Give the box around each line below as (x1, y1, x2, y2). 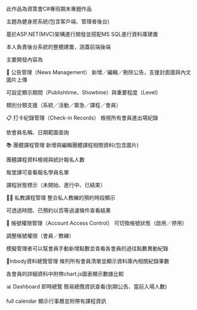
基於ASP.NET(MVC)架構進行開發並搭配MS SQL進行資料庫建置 (6, 30, 158, 38)
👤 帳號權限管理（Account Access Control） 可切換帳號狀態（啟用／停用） (6, 220, 188, 226)
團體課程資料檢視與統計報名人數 (6, 156, 85, 163)
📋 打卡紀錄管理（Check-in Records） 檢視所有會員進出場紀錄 (6, 114, 158, 121)
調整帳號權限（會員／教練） (6, 232, 75, 239)
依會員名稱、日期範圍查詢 (6, 129, 69, 136)
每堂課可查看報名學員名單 (6, 169, 69, 176)
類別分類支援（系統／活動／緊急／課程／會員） (6, 102, 121, 109)
